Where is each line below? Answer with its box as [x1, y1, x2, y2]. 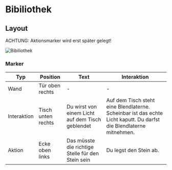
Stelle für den [66, 150, 99, 157]
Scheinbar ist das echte [106, 110, 163, 117]
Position [40, 73, 60, 80]
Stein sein [66, 156, 91, 163]
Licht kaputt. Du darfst [106, 116, 160, 123]
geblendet [66, 122, 91, 130]
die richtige [66, 143, 94, 151]
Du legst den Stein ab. [106, 147, 159, 154]
